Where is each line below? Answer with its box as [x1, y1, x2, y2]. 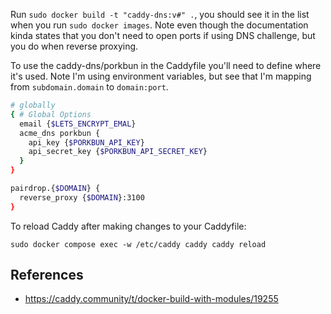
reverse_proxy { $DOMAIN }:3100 [19, 192, 145, 203]
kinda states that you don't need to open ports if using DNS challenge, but [10, 30, 316, 41]
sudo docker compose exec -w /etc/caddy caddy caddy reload [10, 239, 267, 249]
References [10, 267, 84, 284]
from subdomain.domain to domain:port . [10, 81, 169, 93]
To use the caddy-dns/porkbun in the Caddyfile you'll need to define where [10, 60, 322, 71]
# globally [10, 100, 56, 110]
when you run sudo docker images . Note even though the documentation [10, 19, 309, 31]
